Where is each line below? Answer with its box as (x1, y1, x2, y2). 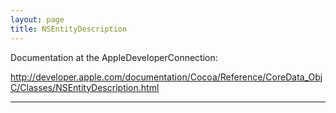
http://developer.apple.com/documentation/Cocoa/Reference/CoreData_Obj (10, 71, 323, 83)
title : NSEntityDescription (10, 24, 128, 34)
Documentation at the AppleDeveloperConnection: (10, 51, 218, 63)
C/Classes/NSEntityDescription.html (10, 81, 160, 93)
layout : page (10, 14, 65, 25)
